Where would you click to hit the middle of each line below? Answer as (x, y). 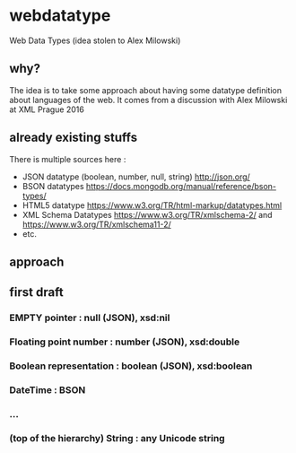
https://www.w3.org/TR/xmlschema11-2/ (97, 224)
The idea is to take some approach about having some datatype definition (146, 90)
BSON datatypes (53, 186)
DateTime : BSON (48, 390)
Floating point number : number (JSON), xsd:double (125, 342)
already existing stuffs (74, 138)
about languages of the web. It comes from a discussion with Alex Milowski (148, 100)
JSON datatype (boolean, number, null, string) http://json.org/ (136, 177)
